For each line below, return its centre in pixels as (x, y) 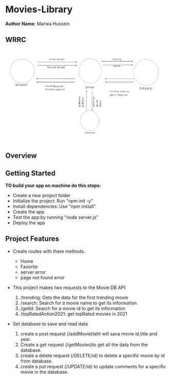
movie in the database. (44, 372)
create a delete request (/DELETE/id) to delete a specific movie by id (92, 355)
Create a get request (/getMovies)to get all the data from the (84, 345)
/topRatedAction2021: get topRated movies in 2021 (74, 314)
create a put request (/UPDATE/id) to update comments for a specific (93, 366)
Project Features (32, 239)
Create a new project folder (41, 196)
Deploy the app (29, 223)
